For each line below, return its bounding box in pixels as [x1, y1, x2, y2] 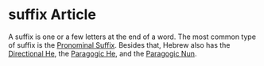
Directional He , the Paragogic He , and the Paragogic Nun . [8, 49, 197, 58]
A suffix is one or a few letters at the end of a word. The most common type [8, 32, 257, 41]
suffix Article [8, 6, 97, 24]
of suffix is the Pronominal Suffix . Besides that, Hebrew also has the [8, 40, 231, 49]
